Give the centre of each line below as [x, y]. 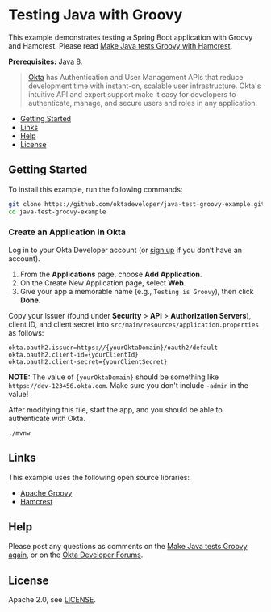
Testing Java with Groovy [96, 15]
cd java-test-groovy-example [57, 212]
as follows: [26, 332]
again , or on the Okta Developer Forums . [76, 555]
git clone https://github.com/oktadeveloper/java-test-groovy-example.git [137, 204]
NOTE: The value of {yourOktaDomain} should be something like [114, 377]
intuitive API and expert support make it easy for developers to [132, 94]
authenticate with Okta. [47, 418]
